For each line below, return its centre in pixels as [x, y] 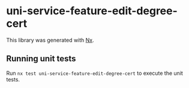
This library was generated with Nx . [50, 40]
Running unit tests [41, 59]
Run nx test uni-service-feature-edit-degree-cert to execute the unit [94, 73]
